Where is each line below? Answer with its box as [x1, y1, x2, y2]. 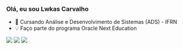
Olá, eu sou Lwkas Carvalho [6, 5, 89, 13]
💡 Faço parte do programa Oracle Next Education [14, 24, 137, 32]
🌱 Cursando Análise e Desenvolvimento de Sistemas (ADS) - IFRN [14, 19, 178, 26]
